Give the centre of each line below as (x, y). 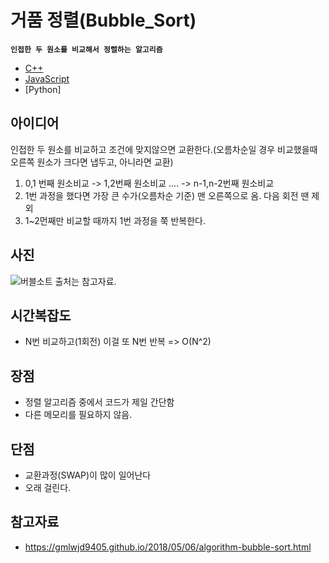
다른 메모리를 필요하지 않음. (78, 415)
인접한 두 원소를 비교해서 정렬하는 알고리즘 (86, 49)
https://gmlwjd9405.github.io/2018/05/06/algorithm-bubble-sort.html (168, 547)
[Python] (43, 89)
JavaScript (47, 78)
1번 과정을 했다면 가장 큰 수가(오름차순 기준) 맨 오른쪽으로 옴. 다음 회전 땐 (167, 195)
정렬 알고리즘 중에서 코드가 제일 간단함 (99, 402)
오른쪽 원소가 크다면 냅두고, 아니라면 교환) (92, 162)
